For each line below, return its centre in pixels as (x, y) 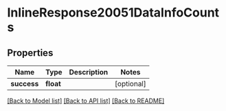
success (25, 84)
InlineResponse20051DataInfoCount (113, 13)
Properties (30, 53)
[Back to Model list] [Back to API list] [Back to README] (86, 101)
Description (89, 72)
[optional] (130, 84)
